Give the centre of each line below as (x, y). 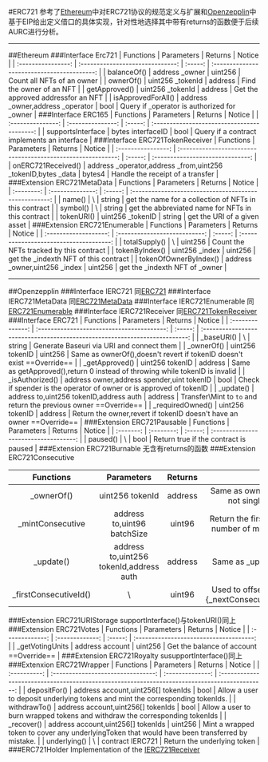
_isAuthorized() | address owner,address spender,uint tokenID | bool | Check (134, 379)
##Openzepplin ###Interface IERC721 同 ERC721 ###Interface (110, 291)
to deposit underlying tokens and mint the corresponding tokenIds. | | (122, 698)
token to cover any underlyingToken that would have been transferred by (128, 732)
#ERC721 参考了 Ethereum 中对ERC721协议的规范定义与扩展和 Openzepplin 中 (132, 12)
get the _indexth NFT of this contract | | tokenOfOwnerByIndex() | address (130, 259)
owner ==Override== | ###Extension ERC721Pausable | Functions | (119, 422)
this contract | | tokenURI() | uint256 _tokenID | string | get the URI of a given (134, 216)
